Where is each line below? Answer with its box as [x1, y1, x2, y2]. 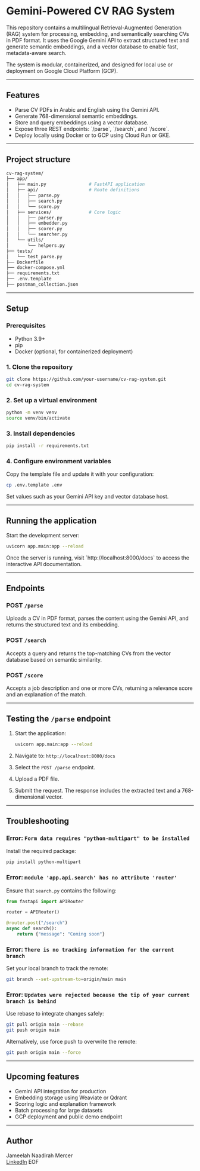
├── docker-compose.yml [6, 265, 65, 271]
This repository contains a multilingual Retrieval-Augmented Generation [6, 24, 182, 31]
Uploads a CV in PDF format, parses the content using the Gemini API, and [6, 614, 189, 622]
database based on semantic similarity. [6, 656, 102, 663]
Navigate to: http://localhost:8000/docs [14, 752, 116, 759]
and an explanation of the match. [6, 691, 87, 698]
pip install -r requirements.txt [6, 443, 89, 449]
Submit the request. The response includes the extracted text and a [14, 787, 180, 794]
